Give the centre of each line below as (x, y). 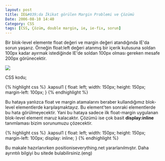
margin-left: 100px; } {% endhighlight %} (47, 92)
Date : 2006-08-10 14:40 (30, 19)
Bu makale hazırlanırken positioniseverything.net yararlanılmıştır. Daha (77, 148)
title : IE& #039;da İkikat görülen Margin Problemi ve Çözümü (70, 14)
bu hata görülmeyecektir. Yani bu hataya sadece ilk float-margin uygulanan (82, 113)
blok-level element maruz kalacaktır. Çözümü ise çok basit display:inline (80, 118)
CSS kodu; (16, 77)
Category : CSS (20, 24)
